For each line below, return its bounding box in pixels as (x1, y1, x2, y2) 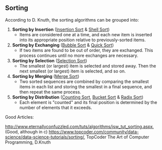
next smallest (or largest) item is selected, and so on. (19, 68, 126, 74)
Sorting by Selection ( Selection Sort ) (12, 57, 87, 63)
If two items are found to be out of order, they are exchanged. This (19, 47, 153, 53)
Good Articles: (5, 114, 34, 120)
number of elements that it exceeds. (19, 104, 92, 110)
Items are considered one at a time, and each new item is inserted (19, 31, 152, 37)
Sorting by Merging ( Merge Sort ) (12, 73, 80, 79)
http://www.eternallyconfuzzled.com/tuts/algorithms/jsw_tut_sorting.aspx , (5, 124, 154, 129)
